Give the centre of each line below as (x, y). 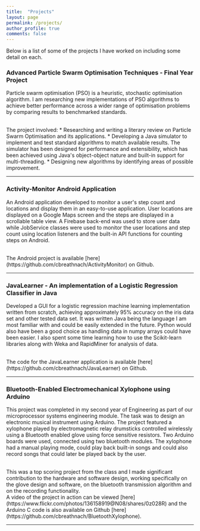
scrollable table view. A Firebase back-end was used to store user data (93, 221)
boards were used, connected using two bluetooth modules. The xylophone (99, 442)
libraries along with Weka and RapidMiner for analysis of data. (82, 344)
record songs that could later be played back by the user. (76, 454)
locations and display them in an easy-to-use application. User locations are (99, 208)
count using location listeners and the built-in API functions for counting (94, 234)
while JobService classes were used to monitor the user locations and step (98, 227)
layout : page (22, 17)
